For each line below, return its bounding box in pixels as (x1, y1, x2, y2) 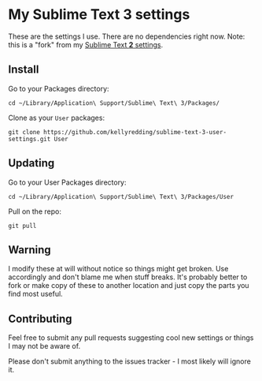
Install (8, 63, 39, 77)
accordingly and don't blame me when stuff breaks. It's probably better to (8, 272, 248, 282)
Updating (8, 156, 55, 170)
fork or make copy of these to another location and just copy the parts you (8, 281, 249, 290)
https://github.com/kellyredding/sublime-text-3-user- (42, 128, 227, 136)
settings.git (8, 135, 51, 143)
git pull (8, 222, 37, 230)
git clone (8, 128, 41, 136)
